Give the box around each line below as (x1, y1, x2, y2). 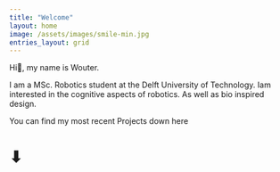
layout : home (9, 21, 58, 30)
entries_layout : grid (9, 37, 90, 47)
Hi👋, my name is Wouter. (9, 62, 100, 73)
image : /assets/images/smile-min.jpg (9, 29, 150, 38)
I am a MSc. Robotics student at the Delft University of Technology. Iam (9, 79, 272, 90)
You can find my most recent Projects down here (9, 116, 189, 127)
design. (9, 99, 37, 110)
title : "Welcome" (9, 12, 74, 22)
